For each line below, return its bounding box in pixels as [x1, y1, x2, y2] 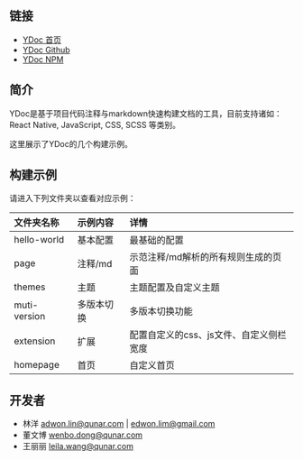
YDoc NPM [22, 53, 64, 65]
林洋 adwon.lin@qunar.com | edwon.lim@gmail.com [22, 419, 216, 429]
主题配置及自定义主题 [129, 281, 220, 294]
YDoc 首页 [22, 34, 61, 45]
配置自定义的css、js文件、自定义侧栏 [129, 328, 287, 341]
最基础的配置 [129, 234, 184, 246]
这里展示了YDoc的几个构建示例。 [9, 138, 133, 149]
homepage [14, 359, 60, 372]
